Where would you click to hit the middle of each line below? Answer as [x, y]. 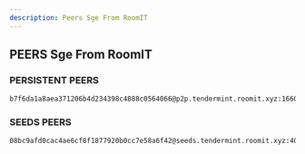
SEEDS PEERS [40, 122]
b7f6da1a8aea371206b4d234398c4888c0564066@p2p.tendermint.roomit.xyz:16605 [156, 99]
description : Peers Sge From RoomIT [79, 18]
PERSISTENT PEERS [54, 80]
